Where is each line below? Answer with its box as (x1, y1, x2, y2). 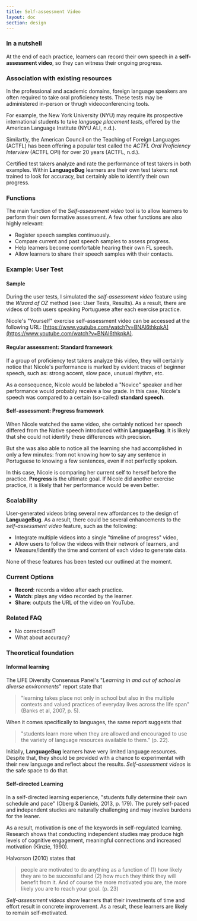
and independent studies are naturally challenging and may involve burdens (6, 806, 192, 813)
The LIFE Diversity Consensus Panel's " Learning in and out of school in (6, 676, 181, 684)
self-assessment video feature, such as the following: (6, 523, 138, 530)
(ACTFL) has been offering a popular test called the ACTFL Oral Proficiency (6, 142, 191, 149)
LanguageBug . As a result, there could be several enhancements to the (6, 516, 181, 523)
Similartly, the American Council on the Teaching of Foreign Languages (6, 136, 180, 143)
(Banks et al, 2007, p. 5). (20, 707, 81, 714)
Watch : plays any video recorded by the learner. (14, 593, 134, 600)
